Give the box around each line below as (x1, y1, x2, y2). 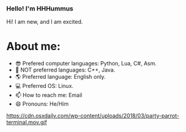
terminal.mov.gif (6, 119, 48, 126)
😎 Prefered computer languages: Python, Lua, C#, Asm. (15, 60, 157, 67)
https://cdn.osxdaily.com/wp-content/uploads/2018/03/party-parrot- (6, 112, 180, 120)
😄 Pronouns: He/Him (15, 100, 69, 108)
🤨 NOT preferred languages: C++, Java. (15, 66, 116, 74)
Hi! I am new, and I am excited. (6, 18, 84, 26)
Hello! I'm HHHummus (6, 4, 74, 13)
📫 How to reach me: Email (15, 92, 82, 99)
